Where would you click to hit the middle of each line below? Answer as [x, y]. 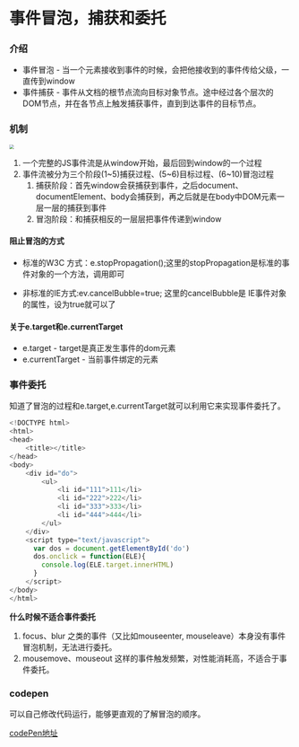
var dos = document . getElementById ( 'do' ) [111, 549]
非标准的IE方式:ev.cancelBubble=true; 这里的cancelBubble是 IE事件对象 [154, 293]
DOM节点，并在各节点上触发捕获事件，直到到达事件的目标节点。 [141, 103]
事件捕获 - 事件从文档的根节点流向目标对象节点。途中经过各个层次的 [148, 92]
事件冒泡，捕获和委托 [88, 18]
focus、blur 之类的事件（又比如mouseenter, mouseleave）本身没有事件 [154, 636]
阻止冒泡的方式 [37, 241]
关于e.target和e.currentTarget [66, 326]
